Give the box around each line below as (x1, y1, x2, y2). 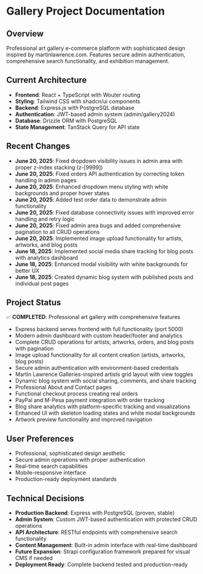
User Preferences (6, 433, 74, 444)
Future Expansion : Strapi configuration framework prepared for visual (15, 548, 190, 555)
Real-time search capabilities (15, 463, 88, 470)
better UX (15, 267, 39, 274)
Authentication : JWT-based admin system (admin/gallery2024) (15, 111, 176, 118)
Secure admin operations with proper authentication (15, 456, 145, 463)
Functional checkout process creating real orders (15, 390, 138, 397)
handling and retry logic (15, 215, 75, 222)
